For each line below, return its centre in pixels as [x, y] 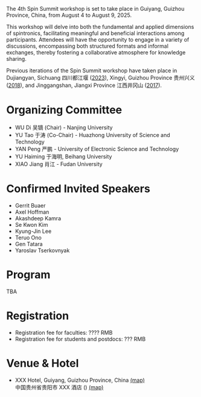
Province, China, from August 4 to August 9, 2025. [69, 15]
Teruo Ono [28, 237]
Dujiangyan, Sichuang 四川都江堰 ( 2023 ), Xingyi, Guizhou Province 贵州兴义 [101, 78]
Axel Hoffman [32, 212]
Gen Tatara [29, 244]
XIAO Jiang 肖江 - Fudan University [59, 164]
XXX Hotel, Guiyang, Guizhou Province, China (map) [80, 380]
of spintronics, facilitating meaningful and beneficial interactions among [95, 33]
